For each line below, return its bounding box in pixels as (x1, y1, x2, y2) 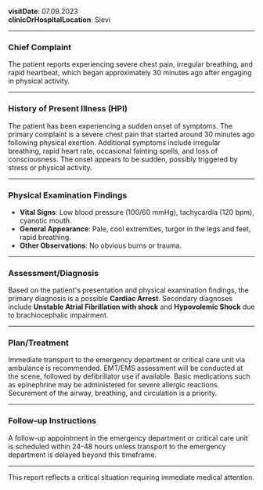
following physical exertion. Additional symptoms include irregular (8, 137, 221, 147)
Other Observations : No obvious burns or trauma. (19, 241, 182, 250)
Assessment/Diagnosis (8, 267, 99, 278)
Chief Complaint (8, 42, 72, 53)
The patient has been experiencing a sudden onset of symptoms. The (8, 121, 233, 130)
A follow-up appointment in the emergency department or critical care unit (8, 433, 248, 442)
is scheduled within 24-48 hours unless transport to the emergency (8, 441, 226, 451)
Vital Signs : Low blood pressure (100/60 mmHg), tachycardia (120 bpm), (19, 207, 254, 216)
